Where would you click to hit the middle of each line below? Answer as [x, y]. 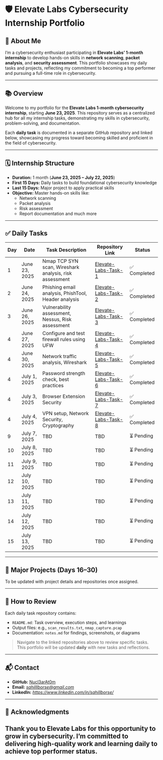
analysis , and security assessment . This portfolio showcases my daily [76, 63]
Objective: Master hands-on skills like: [51, 193]
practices [53, 385]
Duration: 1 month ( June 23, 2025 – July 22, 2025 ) [64, 177]
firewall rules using [64, 339]
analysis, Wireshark [65, 363]
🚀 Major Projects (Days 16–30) [51, 570]
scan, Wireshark [61, 267]
